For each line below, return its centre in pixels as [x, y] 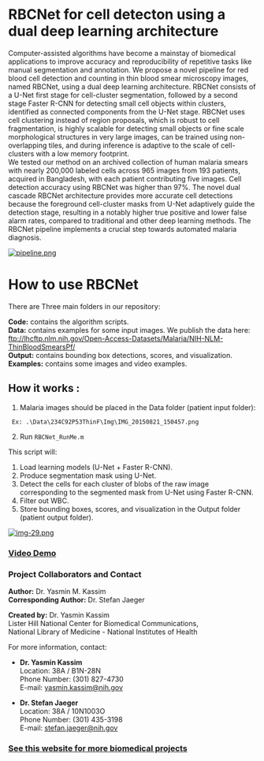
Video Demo [32, 553]
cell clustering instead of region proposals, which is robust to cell [114, 120]
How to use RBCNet [74, 285]
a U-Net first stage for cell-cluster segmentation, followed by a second [123, 95]
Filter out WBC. [44, 500]
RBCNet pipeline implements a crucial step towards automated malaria [123, 229]
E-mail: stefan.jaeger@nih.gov [69, 728]
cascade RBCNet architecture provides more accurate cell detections [121, 196]
